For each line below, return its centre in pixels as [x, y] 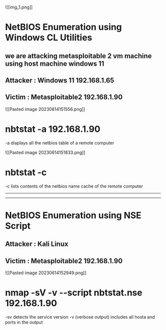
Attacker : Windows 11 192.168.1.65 [60, 80]
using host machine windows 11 [55, 64]
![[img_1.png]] [19, 7]
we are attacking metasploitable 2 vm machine [79, 56]
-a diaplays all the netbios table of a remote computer [60, 142]
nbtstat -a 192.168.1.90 [53, 129]
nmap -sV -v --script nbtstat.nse [74, 293]
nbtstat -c [26, 172]
